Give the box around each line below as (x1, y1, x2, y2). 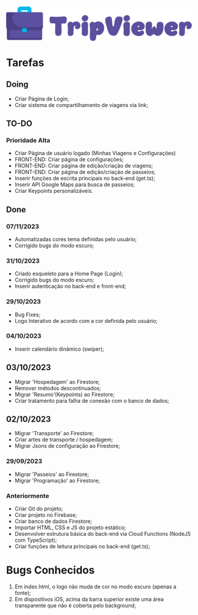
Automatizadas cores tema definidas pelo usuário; (14, 235, 137, 242)
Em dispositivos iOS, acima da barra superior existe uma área (14, 595, 164, 603)
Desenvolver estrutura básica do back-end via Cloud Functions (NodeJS (14, 530, 191, 538)
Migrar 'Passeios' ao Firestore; (14, 471, 90, 478)
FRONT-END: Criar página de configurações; (14, 156, 124, 163)
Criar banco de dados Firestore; (14, 518, 93, 525)
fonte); (14, 589, 31, 596)
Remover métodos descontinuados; (14, 384, 101, 391)
